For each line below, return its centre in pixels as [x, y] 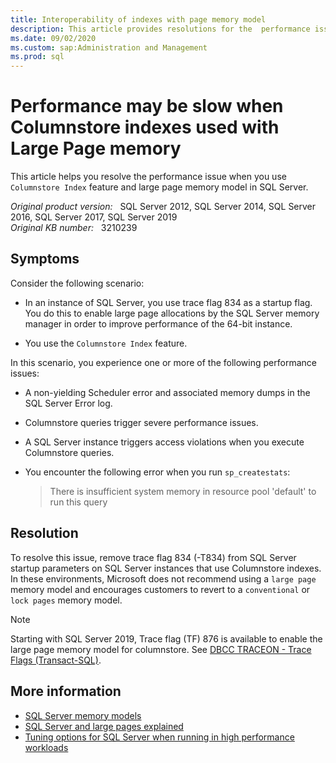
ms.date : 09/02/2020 [53, 38]
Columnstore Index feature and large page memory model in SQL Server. [159, 187]
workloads [46, 747]
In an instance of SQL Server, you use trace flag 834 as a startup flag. [168, 302]
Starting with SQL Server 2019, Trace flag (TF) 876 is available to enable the [166, 638]
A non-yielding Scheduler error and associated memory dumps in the [167, 392]
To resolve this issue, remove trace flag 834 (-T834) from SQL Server [153, 557]
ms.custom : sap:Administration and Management [109, 47]
